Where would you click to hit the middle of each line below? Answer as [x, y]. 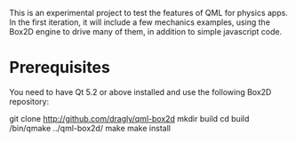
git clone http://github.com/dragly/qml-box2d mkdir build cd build [129, 118]
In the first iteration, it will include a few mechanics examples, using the [140, 22]
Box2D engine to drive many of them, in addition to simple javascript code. [146, 32]
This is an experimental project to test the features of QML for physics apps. [149, 13]
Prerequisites [60, 68]
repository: [29, 101]
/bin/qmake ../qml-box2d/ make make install [90, 128]
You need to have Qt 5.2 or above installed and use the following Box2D [140, 91]
